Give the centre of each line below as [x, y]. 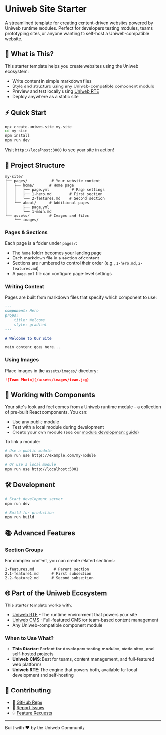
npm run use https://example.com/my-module [51, 456]
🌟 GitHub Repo [27, 702]
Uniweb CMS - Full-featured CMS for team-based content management [85, 620]
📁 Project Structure [35, 165]
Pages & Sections [26, 232]
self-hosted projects [33, 654]
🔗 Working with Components [50, 395]
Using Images [22, 360]
